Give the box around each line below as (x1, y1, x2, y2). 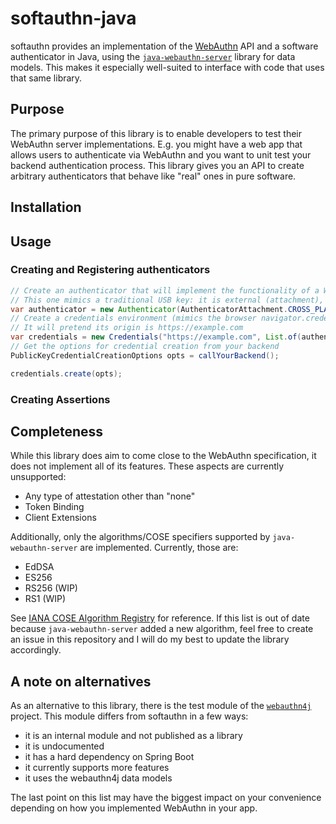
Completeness (10, 423, 104, 441)
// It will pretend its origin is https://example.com (10, 323, 244, 333)
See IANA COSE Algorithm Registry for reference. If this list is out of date (10, 612, 310, 624)
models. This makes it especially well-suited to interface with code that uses (10, 61, 325, 73)
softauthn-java (10, 7, 137, 30)
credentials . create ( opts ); (10, 368, 123, 379)
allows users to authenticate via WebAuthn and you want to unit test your (10, 148, 312, 161)
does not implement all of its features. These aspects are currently (10, 460, 285, 472)
